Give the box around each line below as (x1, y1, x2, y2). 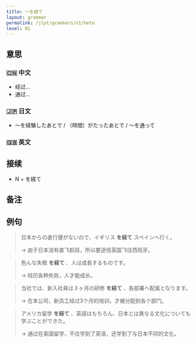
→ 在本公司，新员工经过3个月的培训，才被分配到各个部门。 (20, 297, 167, 305)
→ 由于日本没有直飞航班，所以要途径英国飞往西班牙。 (20, 246, 154, 254)
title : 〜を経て (6, 8, 43, 15)
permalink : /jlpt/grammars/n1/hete (6, 20, 95, 26)
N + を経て (14, 175, 42, 182)
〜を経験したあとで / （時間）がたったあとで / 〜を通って (14, 122, 155, 129)
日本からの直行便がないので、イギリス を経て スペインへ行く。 (20, 234, 176, 241)
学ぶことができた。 (20, 317, 69, 324)
